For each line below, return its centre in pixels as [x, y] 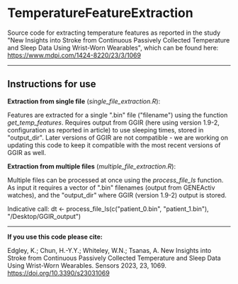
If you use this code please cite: [55, 237]
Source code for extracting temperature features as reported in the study [114, 33]
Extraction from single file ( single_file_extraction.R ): [84, 101]
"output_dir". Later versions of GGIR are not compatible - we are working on [118, 137]
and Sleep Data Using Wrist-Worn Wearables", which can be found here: [113, 47]
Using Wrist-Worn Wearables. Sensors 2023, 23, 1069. [87, 265]
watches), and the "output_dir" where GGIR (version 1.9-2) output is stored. [117, 195]
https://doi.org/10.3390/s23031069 [58, 273]
